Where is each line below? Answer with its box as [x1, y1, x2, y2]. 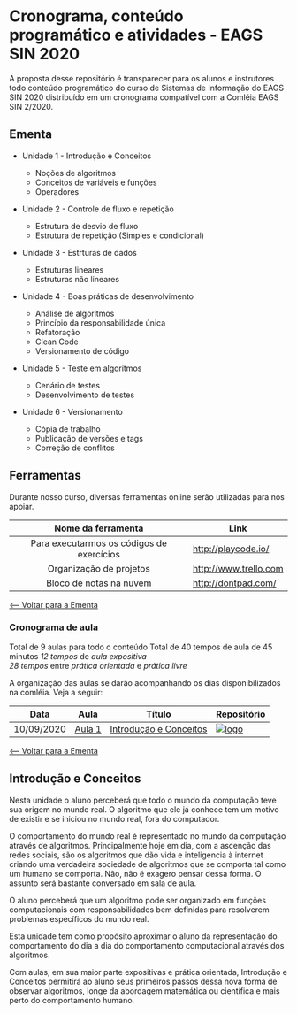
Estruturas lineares [34, 264, 104, 275]
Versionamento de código [34, 345, 130, 356]
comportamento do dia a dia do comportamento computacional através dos [9, 940, 285, 950]
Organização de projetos [47, 562, 150, 574]
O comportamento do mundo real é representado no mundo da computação [9, 830, 286, 841]
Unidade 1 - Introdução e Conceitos [21, 150, 152, 161]
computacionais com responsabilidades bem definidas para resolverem [9, 904, 270, 915]
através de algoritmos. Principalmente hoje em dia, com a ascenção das [9, 840, 271, 850]
